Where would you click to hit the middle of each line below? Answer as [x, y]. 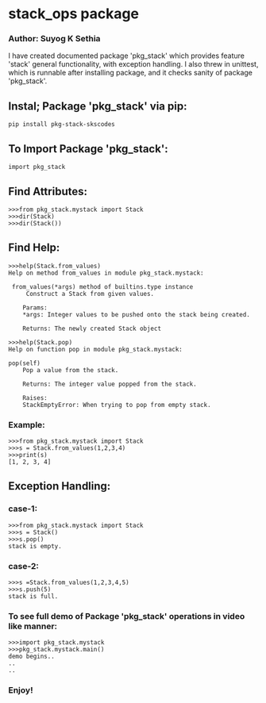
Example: [27, 424]
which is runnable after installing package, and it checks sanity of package [130, 73]
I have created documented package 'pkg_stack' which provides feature [126, 56]
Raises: [35, 398]
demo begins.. [32, 657]
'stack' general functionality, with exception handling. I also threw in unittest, [133, 64]
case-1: [23, 509]
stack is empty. [35, 546]
